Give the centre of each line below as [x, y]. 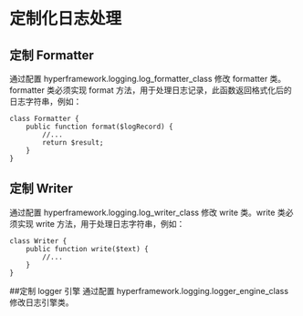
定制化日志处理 [66, 19]
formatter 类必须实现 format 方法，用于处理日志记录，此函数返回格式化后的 [151, 90]
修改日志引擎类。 [42, 302]
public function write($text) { [87, 249]
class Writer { [38, 241]
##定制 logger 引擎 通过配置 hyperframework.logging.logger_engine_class [149, 291]
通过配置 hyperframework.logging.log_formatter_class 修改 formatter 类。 [148, 79]
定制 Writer [41, 189]
